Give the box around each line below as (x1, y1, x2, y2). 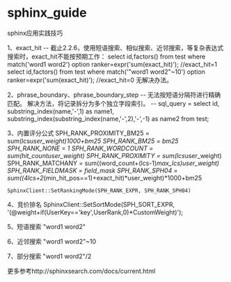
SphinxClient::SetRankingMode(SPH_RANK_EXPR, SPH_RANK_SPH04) (7, 187, 191, 194)
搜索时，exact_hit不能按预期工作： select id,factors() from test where (7, 52, 206, 61)
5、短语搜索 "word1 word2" (7, 222, 86, 230)
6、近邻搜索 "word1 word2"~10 (7, 237, 97, 245)
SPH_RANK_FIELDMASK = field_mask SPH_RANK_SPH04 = (7, 166, 178, 175)
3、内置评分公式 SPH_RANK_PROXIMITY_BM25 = (7, 129, 150, 137)
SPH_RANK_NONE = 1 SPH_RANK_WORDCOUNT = (7, 144, 154, 152)
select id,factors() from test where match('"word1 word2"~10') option (7, 68, 205, 76)
